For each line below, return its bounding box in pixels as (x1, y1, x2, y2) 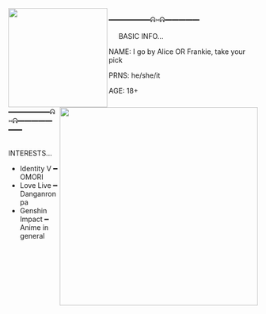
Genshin (19, 206, 47, 215)
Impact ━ (19, 214, 49, 224)
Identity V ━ (19, 164, 58, 173)
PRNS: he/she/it (108, 71, 161, 80)
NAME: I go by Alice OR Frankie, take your (108, 47, 246, 56)
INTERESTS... (8, 148, 53, 158)
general (19, 232, 45, 240)
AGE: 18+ (108, 86, 139, 95)
